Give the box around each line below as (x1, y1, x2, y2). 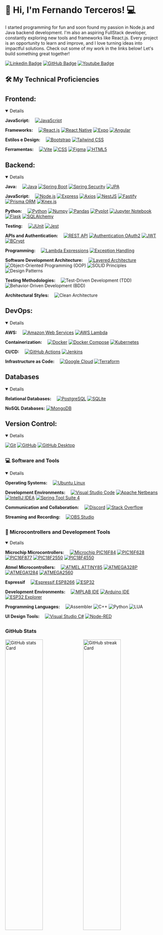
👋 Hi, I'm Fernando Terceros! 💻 (5, 4, 136, 16)
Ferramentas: (5, 147, 34, 153)
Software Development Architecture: (5, 257, 83, 263)
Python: (5, 208, 22, 214)
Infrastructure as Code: (5, 358, 55, 364)
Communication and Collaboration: (5, 504, 80, 510)
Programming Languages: (5, 604, 60, 610)
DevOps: (5, 307, 33, 315)
